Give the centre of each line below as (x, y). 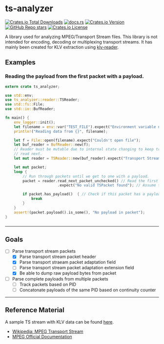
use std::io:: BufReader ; (30, 109)
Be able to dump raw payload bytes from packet (68, 273)
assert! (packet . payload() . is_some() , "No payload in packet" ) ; (80, 212)
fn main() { (17, 118)
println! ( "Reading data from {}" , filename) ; (61, 131)
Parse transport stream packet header (58, 257)
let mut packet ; (31, 167)
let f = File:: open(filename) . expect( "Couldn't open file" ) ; (77, 140)
